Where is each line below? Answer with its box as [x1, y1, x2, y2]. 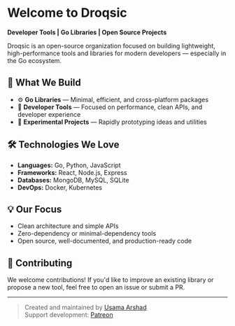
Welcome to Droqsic [7, 5, 127, 21]
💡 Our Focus [7, 203, 62, 215]
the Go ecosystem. [7, 56, 62, 64]
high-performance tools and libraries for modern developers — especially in [7, 49, 227, 57]
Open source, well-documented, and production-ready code [17, 236, 192, 246]
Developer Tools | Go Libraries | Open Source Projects [7, 28, 167, 36]
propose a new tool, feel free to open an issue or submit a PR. [7, 283, 185, 292]
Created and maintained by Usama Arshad [24, 303, 147, 312]
